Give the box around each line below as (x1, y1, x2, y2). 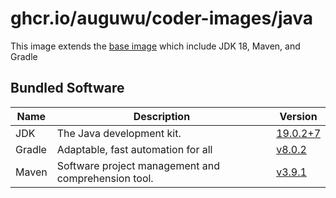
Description (133, 109, 191, 123)
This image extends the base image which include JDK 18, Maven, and (10, 40, 301, 52)
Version (279, 109, 318, 123)
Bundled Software (10, 80, 125, 97)
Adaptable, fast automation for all (56, 142, 213, 156)
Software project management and (56, 158, 220, 172)
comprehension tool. (56, 171, 154, 185)
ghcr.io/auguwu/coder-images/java (10, 7, 314, 30)
